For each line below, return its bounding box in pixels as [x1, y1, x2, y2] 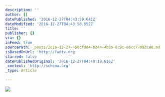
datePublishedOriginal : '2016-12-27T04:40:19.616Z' [5, 59, 115, 64]
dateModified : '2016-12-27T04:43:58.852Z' [5, 21, 95, 27]
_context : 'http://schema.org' [5, 63, 71, 68]
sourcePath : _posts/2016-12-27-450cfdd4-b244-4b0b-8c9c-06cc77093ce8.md [5, 45, 160, 50]
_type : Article [5, 68, 37, 73]
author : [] [5, 12, 28, 17]
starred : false [5, 54, 37, 59]
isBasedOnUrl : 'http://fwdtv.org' [5, 49, 78, 54]
